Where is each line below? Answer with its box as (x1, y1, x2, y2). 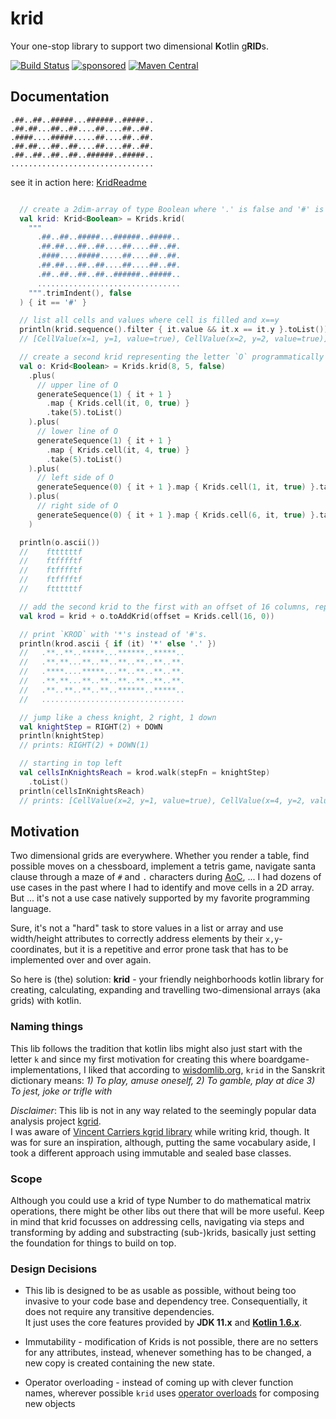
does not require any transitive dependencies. (24, 1306, 215, 1318)
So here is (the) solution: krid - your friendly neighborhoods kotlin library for (10, 973, 324, 986)
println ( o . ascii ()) (19, 537, 101, 547)
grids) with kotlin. (10, 995, 82, 1007)
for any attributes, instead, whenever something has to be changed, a (24, 1347, 312, 1359)
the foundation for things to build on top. (10, 1237, 177, 1249)
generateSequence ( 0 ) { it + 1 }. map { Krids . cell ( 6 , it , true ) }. (36, 510, 320, 520)
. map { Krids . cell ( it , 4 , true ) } (46, 445, 190, 455)
